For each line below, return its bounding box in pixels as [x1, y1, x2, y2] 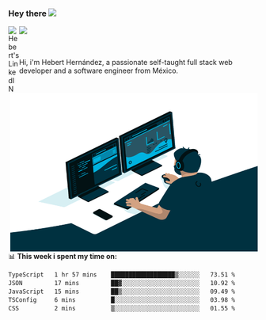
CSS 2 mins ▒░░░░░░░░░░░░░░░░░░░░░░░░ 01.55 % [8, 304, 236, 312]
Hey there [8, 8, 47, 19]
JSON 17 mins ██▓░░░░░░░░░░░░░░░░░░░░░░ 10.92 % [8, 280, 236, 288]
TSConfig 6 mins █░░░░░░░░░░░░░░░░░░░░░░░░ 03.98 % [8, 295, 236, 304]
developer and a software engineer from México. [19, 66, 179, 75]
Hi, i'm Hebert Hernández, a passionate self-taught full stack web [19, 58, 234, 67]
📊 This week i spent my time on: [8, 252, 117, 261]
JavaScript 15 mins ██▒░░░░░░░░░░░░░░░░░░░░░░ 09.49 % [8, 288, 236, 296]
